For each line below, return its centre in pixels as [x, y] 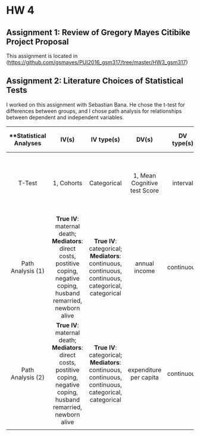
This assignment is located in [42, 56]
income [145, 270]
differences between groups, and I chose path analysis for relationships [94, 111]
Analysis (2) [28, 377]
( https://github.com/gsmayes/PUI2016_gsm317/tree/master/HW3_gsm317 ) [97, 62]
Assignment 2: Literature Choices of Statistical [95, 81]
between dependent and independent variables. [65, 117]
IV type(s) [105, 139]
